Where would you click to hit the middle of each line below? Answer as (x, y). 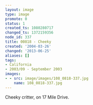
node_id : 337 (18, 37)
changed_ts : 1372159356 (29, 33)
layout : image (20, 10)
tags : (11, 60)
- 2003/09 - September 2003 (34, 70)
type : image (17, 14)
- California (18, 65)
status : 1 (15, 23)
